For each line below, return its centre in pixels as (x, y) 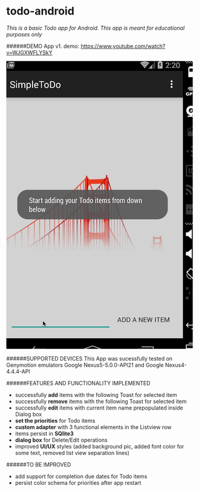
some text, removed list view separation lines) (72, 453)
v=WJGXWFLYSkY (29, 52)
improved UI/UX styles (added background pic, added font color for (99, 446)
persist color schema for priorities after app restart (78, 482)
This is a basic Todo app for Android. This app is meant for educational (96, 28)
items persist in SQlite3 (44, 433)
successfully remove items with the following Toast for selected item (101, 401)
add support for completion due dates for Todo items (81, 476)
